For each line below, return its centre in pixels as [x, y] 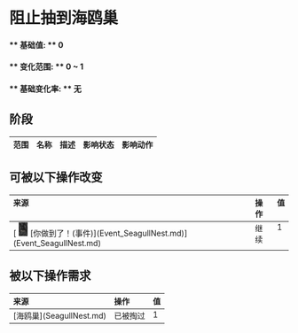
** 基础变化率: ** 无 [45, 89]
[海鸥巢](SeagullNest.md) [59, 316]
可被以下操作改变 [56, 178]
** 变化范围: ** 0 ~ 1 [47, 66]
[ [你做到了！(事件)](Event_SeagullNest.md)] [100, 233]
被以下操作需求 [50, 276]
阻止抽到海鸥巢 [64, 18]
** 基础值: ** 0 [36, 44]
